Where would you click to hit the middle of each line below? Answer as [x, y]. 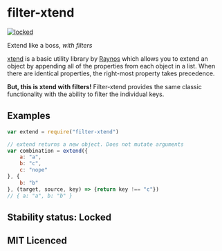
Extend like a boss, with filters [50, 45]
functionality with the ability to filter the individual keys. [86, 94]
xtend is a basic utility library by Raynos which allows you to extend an [108, 58]
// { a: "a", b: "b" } [40, 196]
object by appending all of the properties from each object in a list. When [111, 66]
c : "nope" [34, 170]
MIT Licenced [37, 241]
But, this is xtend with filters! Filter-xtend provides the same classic [104, 86]
